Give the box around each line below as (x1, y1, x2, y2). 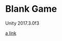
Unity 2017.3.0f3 (5, 20, 40, 26)
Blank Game (5, 3, 57, 15)
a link (5, 30, 17, 36)
